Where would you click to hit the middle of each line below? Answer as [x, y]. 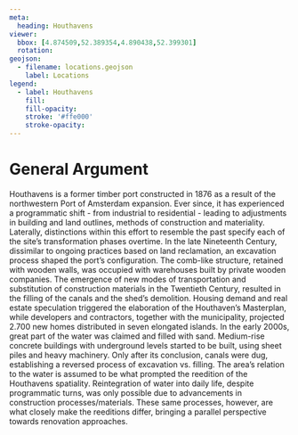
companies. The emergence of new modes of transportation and [128, 279]
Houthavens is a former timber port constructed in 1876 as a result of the [142, 193]
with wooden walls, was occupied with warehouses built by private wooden [148, 269]
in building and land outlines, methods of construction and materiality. [137, 222]
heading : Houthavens [55, 26]
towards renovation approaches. [68, 421]
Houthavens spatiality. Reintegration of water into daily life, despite [132, 383]
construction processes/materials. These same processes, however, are [141, 402]
